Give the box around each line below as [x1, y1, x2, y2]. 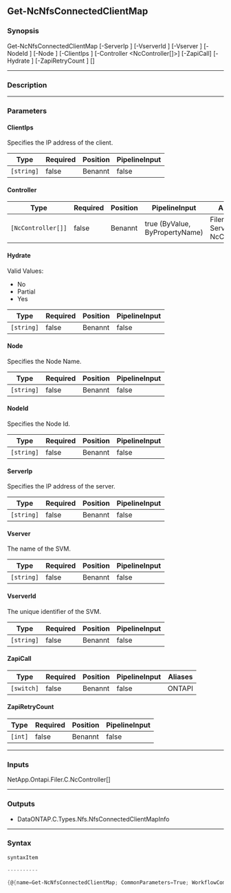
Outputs [7, 799, 36, 809]
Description [7, 80, 47, 90]
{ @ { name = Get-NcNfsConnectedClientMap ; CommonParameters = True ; [7, 879, 189, 886]
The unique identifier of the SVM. [7, 607, 102, 615]
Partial [16, 287, 36, 296]
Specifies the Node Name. [7, 357, 82, 365]
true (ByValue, [144, 219, 191, 229]
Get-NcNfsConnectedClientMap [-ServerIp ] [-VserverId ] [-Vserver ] [7, 41, 203, 50]
